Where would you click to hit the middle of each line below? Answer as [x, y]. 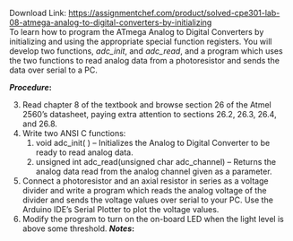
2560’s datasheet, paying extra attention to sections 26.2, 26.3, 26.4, [149, 114]
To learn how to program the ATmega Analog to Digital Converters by [137, 32]
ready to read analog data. [85, 152]
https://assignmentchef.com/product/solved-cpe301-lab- [174, 13]
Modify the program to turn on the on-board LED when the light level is [153, 219]
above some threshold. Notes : [78, 228]
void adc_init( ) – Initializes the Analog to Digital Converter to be [153, 143]
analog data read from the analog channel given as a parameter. [154, 171]
